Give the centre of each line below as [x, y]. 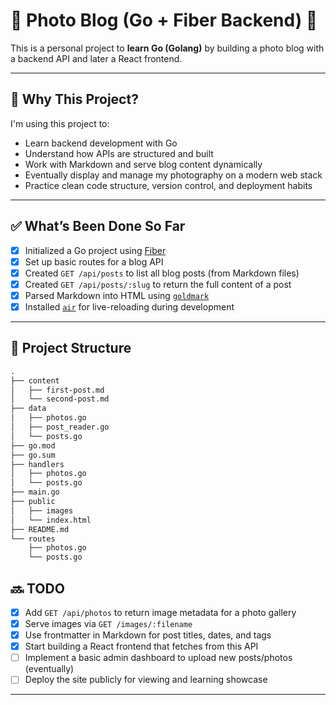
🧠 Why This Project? [74, 99]
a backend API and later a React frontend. [96, 58]
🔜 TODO [37, 588]
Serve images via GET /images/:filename [108, 623]
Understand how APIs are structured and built [119, 153]
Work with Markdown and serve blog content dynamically [143, 164]
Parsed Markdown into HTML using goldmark [117, 295]
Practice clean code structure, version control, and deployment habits [168, 185]
